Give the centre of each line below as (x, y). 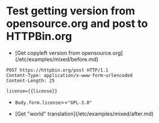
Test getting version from (71, 11)
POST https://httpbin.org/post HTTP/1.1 (58, 70)
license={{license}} (32, 91)
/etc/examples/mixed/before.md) (58, 59)
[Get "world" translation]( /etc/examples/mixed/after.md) (84, 113)
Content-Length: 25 (31, 81)
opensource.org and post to (77, 24)
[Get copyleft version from (47, 53)
